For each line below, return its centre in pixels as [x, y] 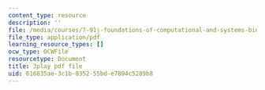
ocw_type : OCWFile [38, 52]
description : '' [35, 23]
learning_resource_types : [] [56, 45]
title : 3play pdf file [45, 67]
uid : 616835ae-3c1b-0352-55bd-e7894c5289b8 [81, 74]
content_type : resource [47, 15]
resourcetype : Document [47, 59]
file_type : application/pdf [54, 37]
